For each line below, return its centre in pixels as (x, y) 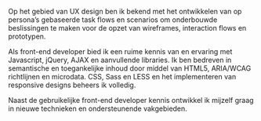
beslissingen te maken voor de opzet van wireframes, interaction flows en (127, 28)
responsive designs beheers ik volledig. (72, 85)
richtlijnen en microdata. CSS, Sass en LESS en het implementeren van (122, 77)
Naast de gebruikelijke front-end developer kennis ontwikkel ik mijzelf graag (131, 100)
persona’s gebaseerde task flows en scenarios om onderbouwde (113, 20)
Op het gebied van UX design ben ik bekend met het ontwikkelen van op (125, 11)
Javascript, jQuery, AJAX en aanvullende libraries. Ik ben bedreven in (120, 60)
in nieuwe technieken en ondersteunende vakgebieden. (98, 108)
